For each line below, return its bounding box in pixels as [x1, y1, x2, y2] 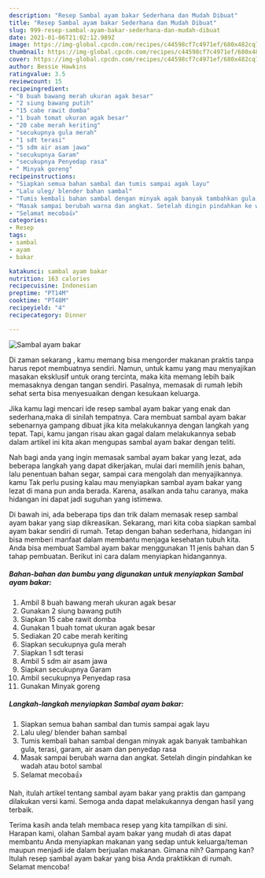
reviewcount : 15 [9, 77, 62, 85]
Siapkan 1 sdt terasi [20, 647, 84, 658]
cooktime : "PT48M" [9, 297, 69, 305]
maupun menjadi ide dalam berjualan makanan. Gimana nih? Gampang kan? [9, 845, 255, 854]
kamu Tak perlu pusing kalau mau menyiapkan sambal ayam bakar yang [9, 477, 242, 487]
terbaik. [9, 805, 34, 814]
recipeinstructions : [9, 172, 77, 181]
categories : [9, 217, 48, 224]
